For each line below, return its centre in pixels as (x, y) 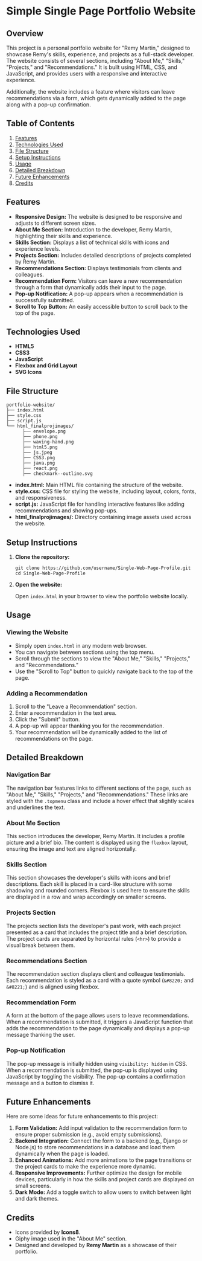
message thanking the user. (41, 1035)
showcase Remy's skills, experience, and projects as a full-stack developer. (100, 54)
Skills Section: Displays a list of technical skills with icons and (92, 242)
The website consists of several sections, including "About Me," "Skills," (96, 61)
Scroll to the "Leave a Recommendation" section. (76, 707)
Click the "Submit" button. (47, 720)
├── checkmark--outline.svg (58, 474)
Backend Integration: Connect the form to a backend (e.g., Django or (101, 1141)
